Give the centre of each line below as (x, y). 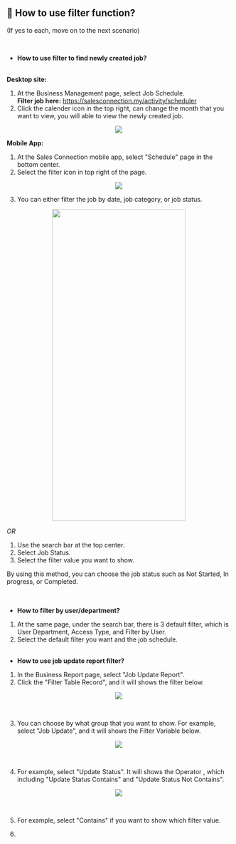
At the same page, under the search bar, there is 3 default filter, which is (123, 624)
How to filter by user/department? (68, 610)
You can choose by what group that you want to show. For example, (116, 723)
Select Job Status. (44, 552)
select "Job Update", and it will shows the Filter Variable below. (109, 731)
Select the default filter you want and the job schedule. (97, 639)
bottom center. (38, 164)
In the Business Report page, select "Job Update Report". (101, 674)
